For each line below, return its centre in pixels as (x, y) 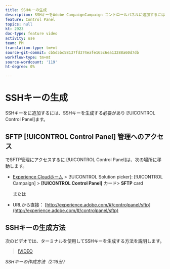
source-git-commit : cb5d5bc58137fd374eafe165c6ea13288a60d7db (72, 52)
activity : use (20, 39)
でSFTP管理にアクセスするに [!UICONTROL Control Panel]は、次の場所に (81, 159)
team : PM (14, 43)
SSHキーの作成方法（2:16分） (36, 261)
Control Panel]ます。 (27, 119)
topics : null (19, 24)
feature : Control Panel (30, 19)
